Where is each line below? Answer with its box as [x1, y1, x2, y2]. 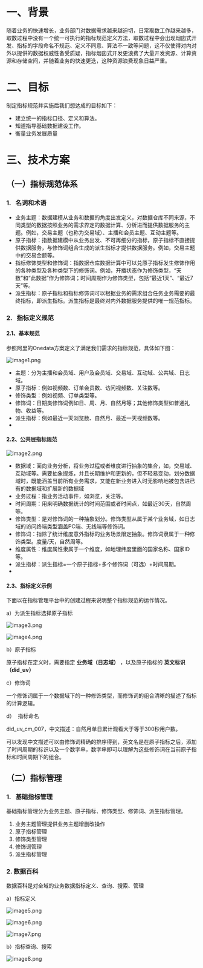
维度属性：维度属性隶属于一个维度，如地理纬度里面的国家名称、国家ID [14, 546, 190, 553]
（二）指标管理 [6, 773, 62, 783]
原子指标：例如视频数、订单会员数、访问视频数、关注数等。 [14, 384, 164, 391]
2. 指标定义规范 [6, 313, 54, 322]
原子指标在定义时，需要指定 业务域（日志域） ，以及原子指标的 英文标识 [6, 658, 185, 666]
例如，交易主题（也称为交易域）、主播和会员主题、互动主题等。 [25, 228, 182, 236]
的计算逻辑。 [6, 700, 38, 707]
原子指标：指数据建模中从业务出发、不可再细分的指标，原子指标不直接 [14, 236, 190, 244]
